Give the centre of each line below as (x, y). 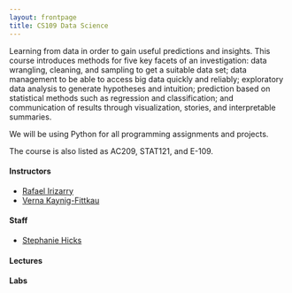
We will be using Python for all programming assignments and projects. (139, 134)
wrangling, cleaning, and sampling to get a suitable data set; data (128, 69)
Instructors (30, 171)
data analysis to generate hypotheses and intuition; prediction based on (140, 89)
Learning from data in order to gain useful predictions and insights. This (140, 50)
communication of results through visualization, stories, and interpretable (142, 107)
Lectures (26, 260)
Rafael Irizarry (47, 190)
